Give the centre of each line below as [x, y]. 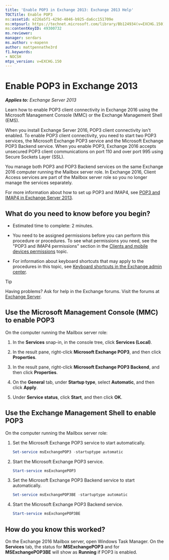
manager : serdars [23, 38]
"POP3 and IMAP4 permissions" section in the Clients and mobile [80, 246]
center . [20, 272]
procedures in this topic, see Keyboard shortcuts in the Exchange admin [87, 266]
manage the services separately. [39, 183]
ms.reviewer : [19, 33]
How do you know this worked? [55, 529]
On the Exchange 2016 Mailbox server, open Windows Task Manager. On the [84, 541]
